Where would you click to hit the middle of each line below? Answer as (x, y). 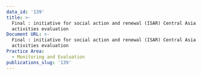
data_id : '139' (25, 12)
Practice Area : (25, 51)
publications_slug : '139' (39, 62)
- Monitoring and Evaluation (48, 57)
